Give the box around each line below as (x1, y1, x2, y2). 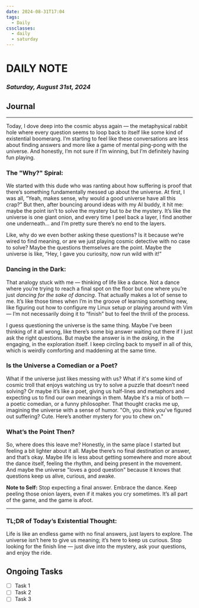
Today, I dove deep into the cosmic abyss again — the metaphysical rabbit (6, 122, 188, 129)
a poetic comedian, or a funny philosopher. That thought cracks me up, (6, 400, 179, 407)
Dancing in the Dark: (6, 265, 66, 273)
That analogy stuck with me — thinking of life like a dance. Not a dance (6, 279, 180, 286)
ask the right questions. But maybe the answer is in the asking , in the (6, 334, 175, 341)
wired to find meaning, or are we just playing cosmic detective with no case (6, 238, 191, 245)
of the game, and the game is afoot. (6, 497, 94, 504)
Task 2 (14, 589, 31, 596)
